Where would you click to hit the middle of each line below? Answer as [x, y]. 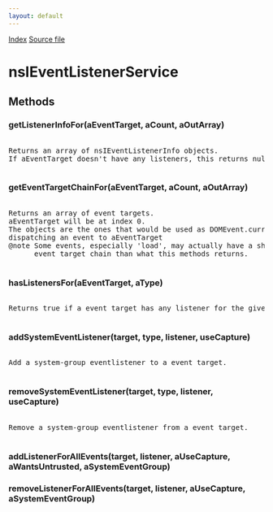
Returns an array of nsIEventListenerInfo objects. [114, 150]
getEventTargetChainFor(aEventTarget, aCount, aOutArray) [128, 188]
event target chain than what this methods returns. [141, 254]
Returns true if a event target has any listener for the [126, 308]
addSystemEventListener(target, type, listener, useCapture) [129, 337]
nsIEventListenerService [93, 72]
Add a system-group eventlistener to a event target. [118, 363]
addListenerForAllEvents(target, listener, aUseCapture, [119, 456]
